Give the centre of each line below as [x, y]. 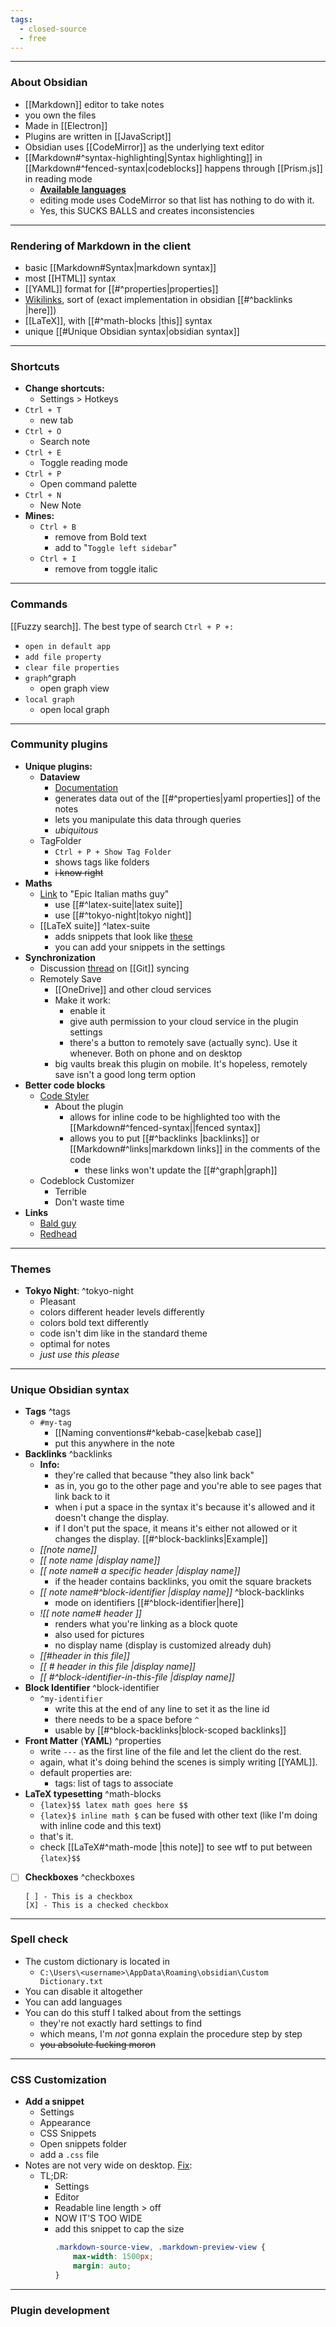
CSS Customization [58, 2079]
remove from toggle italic [106, 569]
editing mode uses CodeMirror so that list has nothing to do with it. [177, 200]
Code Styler [64, 1095]
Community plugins [59, 744]
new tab [56, 420]
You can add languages [73, 2002]
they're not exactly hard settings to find [121, 2023]
